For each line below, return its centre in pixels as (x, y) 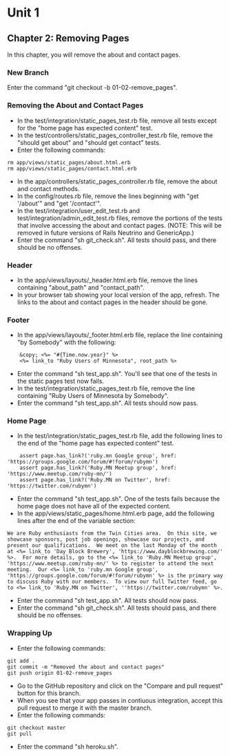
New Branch (28, 72)
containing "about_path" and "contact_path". (81, 287)
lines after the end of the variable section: (76, 521)
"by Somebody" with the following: (66, 342)
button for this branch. (49, 693)
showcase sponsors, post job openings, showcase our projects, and (106, 539)
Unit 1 (23, 13)
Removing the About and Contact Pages (75, 106)
